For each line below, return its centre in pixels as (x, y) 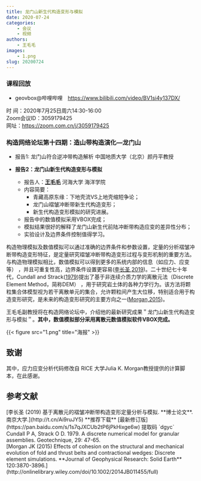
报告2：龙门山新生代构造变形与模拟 (59, 169)
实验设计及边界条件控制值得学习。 (66, 234)
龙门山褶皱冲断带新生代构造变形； (75, 204)
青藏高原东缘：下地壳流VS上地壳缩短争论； (86, 197)
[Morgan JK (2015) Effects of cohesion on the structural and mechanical (95, 446)
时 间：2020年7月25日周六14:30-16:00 (54, 111)
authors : (17, 39)
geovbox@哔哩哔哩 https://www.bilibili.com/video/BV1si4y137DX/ (98, 98)
